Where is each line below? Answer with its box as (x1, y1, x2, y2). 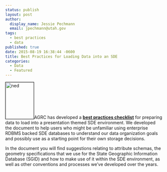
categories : (5, 59, 30, 64)
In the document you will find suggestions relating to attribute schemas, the (5, 145, 161, 151)
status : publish (5, 7, 39, 13)
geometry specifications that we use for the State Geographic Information (5, 151, 158, 156)
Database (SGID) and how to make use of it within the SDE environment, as (5, 156, 160, 162)
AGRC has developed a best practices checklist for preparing (34, 114, 162, 120)
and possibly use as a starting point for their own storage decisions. (5, 136, 145, 141)
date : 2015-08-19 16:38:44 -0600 (5, 49, 75, 54)
